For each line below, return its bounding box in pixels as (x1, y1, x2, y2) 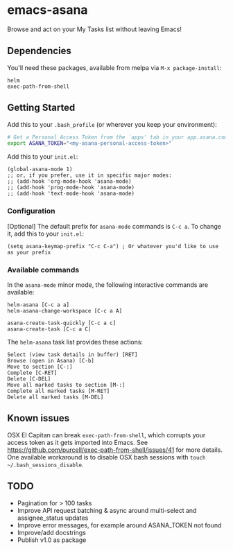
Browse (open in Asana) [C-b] (7, 357, 95, 364)
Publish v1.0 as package (17, 536, 87, 544)
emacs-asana (7, 2, 88, 18)
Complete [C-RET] (7, 369, 58, 376)
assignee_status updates (17, 514, 89, 522)
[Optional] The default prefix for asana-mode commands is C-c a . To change (7, 222, 222, 230)
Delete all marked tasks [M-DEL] (7, 394, 104, 401)
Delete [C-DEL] (7, 375, 51, 383)
